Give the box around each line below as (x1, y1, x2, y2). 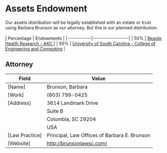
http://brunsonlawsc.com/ (46, 140, 108, 147)
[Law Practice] (7, 132, 42, 139)
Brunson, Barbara (46, 83, 88, 90)
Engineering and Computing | (5, 46, 66, 52)
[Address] (7, 99, 31, 106)
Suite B (46, 107, 64, 114)
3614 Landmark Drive (46, 99, 98, 106)
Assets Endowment (5, 3, 87, 14)
